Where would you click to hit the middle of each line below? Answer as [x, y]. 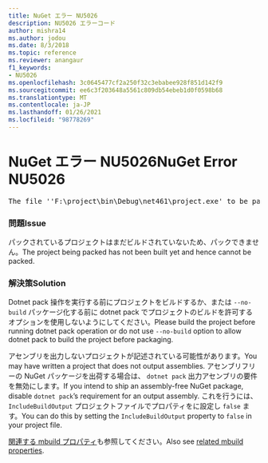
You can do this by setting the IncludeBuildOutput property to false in [137, 416]
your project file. [35, 425]
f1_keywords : [30, 68]
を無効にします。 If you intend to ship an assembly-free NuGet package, [126, 386]
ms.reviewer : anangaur [46, 61]
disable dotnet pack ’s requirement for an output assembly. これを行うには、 [133, 396]
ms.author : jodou [37, 38]
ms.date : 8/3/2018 [39, 46]
